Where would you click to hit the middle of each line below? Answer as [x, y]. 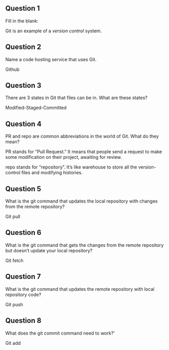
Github [12, 69]
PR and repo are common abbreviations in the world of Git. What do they [82, 136]
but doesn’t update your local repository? [49, 250]
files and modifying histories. [52, 173]
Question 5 [23, 189]
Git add [13, 343]
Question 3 [23, 86]
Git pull [13, 217]
